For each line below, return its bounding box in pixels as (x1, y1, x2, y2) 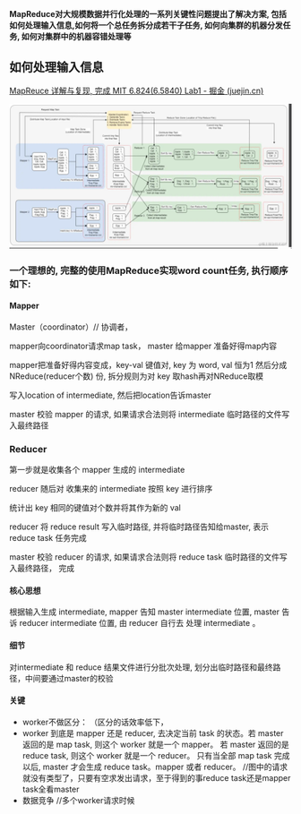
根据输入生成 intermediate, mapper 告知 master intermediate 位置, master (9, 606, 280, 617)
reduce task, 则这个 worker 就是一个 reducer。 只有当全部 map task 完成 (21, 750, 290, 760)
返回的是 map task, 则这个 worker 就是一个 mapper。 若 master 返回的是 (21, 739, 289, 750)
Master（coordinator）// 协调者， (9, 321, 133, 332)
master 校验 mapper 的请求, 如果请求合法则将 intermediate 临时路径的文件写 (9, 408, 290, 419)
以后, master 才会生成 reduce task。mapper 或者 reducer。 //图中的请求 (21, 761, 288, 772)
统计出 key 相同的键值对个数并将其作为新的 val (9, 502, 181, 513)
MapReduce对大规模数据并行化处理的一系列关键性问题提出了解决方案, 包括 (9, 9, 288, 19)
